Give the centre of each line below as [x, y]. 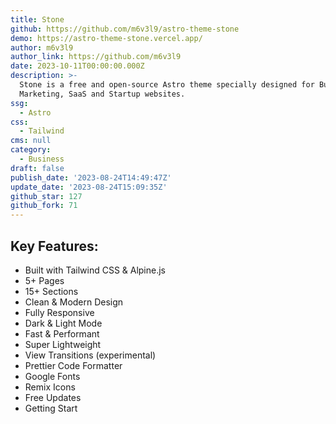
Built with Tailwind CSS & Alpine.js [95, 270]
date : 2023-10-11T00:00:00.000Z [77, 66]
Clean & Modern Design [74, 302]
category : [31, 150]
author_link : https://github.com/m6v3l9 [96, 57]
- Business [42, 159]
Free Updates [53, 397]
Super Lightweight [63, 344]
